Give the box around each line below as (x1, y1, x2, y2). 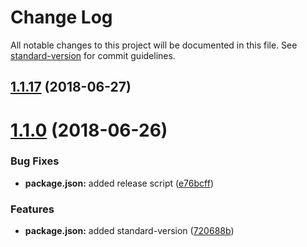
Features (10, 202, 55, 216)
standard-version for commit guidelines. (10, 49, 176, 61)
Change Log (10, 6, 113, 29)
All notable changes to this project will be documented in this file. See (10, 39, 298, 51)
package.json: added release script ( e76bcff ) (24, 177, 214, 189)
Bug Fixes (10, 154, 60, 168)
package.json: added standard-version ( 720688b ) (24, 225, 235, 237)
